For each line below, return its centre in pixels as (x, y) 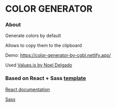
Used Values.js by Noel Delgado (39, 65)
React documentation (28, 89)
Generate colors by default (33, 35)
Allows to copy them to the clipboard (44, 46)
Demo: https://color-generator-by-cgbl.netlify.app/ (58, 55)
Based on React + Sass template (46, 78)
